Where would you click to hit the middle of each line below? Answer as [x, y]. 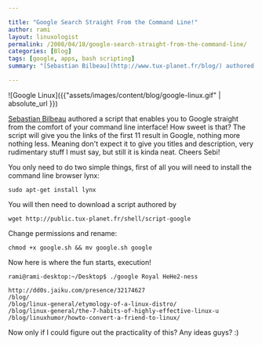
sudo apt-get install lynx [52, 190]
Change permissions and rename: [63, 233]
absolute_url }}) [33, 103]
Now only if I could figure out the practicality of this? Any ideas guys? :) [124, 332]
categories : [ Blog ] [40, 52]
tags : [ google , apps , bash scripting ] [71, 59]
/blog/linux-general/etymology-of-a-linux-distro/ [93, 304]
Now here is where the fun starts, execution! [80, 262]
